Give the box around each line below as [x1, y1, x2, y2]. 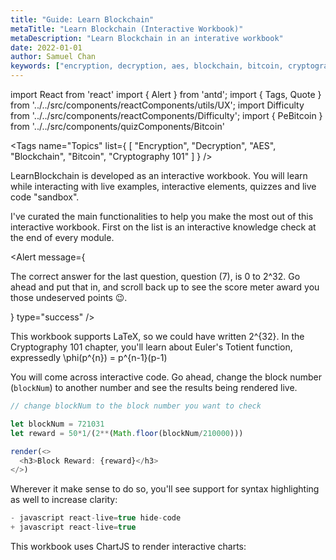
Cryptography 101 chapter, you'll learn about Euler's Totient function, [10, 341, 293, 353]
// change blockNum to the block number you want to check [10, 401, 262, 411]
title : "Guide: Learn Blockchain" [10, 14, 155, 25]
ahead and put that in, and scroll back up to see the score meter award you [10, 281, 320, 293]
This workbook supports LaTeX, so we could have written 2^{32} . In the [10, 331, 305, 342]
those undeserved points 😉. [10, 292, 128, 303]
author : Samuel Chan [10, 52, 97, 62]
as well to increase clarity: [10, 494, 118, 506]
